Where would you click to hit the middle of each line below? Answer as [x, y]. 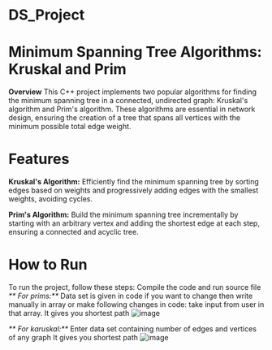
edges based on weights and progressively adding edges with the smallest [134, 190]
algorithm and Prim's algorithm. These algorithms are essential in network [132, 109]
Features [39, 159]
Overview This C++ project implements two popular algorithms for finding [133, 92]
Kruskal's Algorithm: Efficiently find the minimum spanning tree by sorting [134, 182]
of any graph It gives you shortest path [73, 337]
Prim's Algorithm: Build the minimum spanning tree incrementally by [123, 215]
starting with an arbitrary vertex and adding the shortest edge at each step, [134, 223]
